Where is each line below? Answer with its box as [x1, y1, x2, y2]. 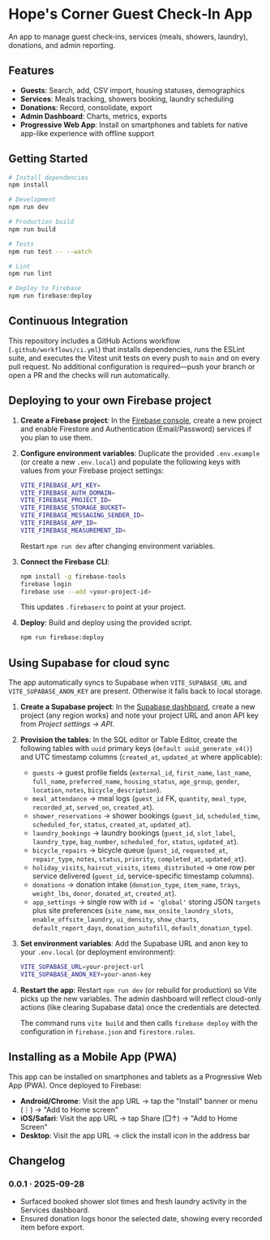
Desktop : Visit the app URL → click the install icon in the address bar [19, 1131, 251, 1140]
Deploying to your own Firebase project [8, 394, 212, 408]
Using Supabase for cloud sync [8, 656, 170, 670]
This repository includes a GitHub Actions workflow [8, 336, 181, 345]
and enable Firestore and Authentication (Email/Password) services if [19, 423, 252, 434]
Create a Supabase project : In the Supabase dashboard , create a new [19, 702, 255, 712]
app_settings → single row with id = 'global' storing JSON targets [32, 897, 261, 907]
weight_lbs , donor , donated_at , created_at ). [32, 889, 177, 899]
